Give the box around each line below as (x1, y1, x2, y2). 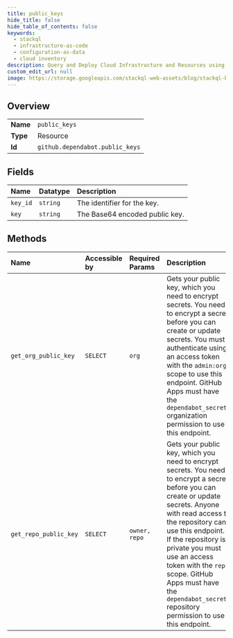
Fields (7, 166, 35, 177)
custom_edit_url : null (7, 68, 73, 75)
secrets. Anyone (166, 499, 220, 509)
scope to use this (166, 369, 223, 378)
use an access (166, 551, 214, 561)
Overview (7, 100, 51, 112)
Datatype (39, 186, 71, 196)
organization (166, 410, 208, 420)
